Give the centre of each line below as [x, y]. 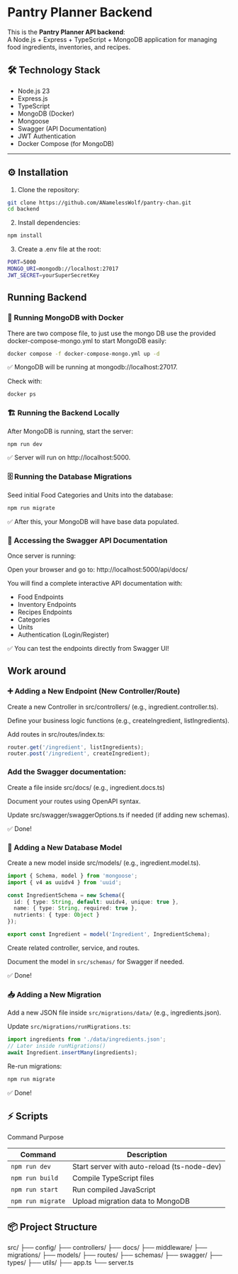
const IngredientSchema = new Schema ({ [66, 895]
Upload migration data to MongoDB [131, 1201]
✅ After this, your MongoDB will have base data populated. [93, 521]
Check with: [25, 381]
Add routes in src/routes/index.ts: [56, 734]
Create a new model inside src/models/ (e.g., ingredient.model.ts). [104, 863]
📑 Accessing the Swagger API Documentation [87, 540]
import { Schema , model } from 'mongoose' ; [73, 876]
